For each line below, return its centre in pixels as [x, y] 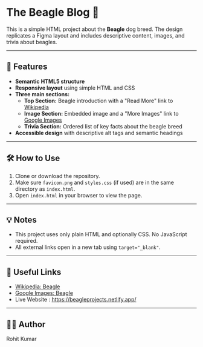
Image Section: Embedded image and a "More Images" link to [101, 113]
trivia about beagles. [32, 42]
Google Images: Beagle [44, 293]
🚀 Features [27, 67]
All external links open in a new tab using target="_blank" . [88, 247]
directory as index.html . [45, 189]
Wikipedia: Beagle [37, 286]
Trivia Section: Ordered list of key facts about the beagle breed [103, 126]
